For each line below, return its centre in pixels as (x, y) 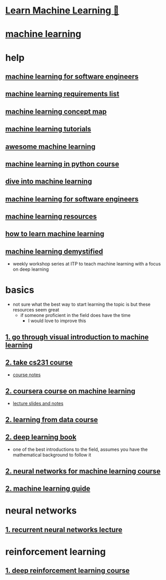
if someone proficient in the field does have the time (75, 315)
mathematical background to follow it (52, 455)
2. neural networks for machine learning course (83, 471)
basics (20, 290)
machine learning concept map (56, 111)
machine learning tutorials (48, 129)
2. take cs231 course (39, 363)
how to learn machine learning (55, 234)
